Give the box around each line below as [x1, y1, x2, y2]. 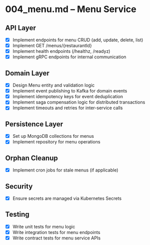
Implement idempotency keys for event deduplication [12, 94, 123, 100]
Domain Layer [5, 69, 50, 77]
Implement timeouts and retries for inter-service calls [12, 105, 123, 111]
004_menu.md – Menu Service [5, 4, 137, 15]
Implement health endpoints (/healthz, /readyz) [12, 48, 111, 54]
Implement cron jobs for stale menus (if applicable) [12, 167, 119, 173]
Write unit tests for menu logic [12, 223, 76, 229]
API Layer [5, 24, 36, 32]
